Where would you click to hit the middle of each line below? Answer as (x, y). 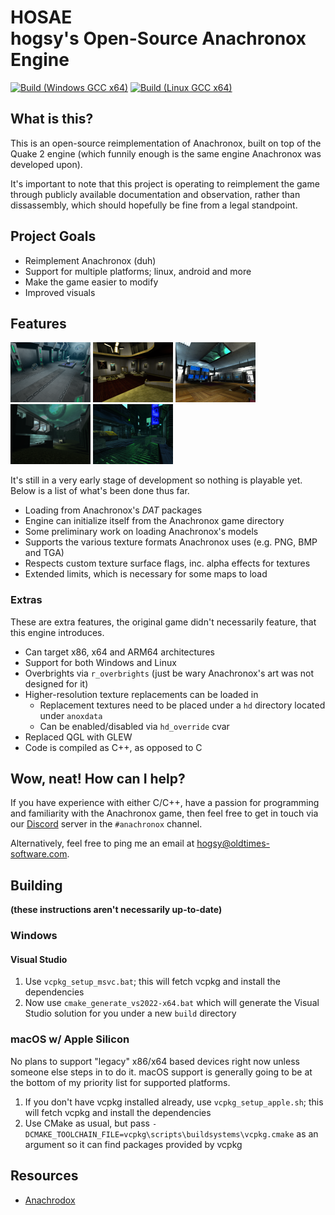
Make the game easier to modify (91, 282)
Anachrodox (50, 1200)
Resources (44, 1176)
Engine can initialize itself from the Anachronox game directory (154, 521)
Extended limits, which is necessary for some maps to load (146, 574)
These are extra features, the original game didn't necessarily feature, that (163, 622)
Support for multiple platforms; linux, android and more (138, 271)
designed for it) (56, 683)
